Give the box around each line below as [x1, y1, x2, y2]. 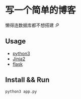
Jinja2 [12, 56, 26, 62]
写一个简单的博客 [5, 5, 76, 16]
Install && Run [5, 76, 50, 84]
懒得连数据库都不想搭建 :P [5, 22, 59, 28]
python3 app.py [5, 89, 37, 94]
